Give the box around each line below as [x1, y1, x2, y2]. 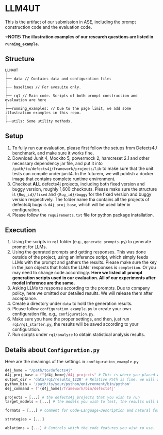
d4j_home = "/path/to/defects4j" [5, 368, 73, 373]
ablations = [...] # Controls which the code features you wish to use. [5, 426, 155, 431]
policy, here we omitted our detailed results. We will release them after [12, 290, 153, 296]
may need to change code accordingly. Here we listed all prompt [12, 270, 143, 276]
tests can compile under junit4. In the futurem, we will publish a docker [12, 170, 154, 176]
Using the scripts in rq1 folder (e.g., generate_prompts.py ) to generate [12, 239, 151, 245]
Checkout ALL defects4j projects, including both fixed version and [12, 181, 145, 187]
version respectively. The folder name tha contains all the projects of [12, 196, 149, 202]
